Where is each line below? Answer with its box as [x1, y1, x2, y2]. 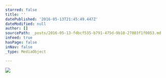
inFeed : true [5, 35, 33, 40]
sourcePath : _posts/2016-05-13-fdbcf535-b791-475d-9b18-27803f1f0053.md [5, 30, 161, 35]
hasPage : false [5, 40, 37, 45]
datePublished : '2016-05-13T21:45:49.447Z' [5, 16, 98, 21]
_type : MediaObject [5, 49, 46, 54]
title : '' [5, 12, 26, 17]
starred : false [5, 7, 37, 12]
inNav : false [5, 44, 33, 49]
